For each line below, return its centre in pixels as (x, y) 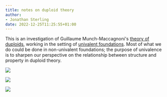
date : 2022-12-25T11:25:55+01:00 (41, 24)
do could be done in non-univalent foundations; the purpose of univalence (83, 50)
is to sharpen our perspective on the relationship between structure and (81, 55)
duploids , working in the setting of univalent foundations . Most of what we (83, 44)
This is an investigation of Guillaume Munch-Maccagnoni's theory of (77, 39)
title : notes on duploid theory (40, 10)
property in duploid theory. (33, 60)
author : (14, 15)
